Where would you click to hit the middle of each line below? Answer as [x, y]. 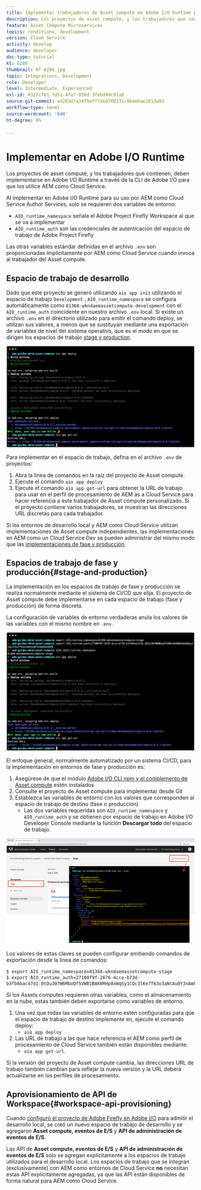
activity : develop [29, 44]
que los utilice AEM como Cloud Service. [56, 187]
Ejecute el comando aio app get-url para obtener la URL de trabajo [99, 488]
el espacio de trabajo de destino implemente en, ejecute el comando [99, 1019]
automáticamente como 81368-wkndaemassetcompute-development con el [94, 305]
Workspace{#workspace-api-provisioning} [89, 1104]
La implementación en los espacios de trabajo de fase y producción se [93, 587]
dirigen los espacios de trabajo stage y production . [69, 337]
